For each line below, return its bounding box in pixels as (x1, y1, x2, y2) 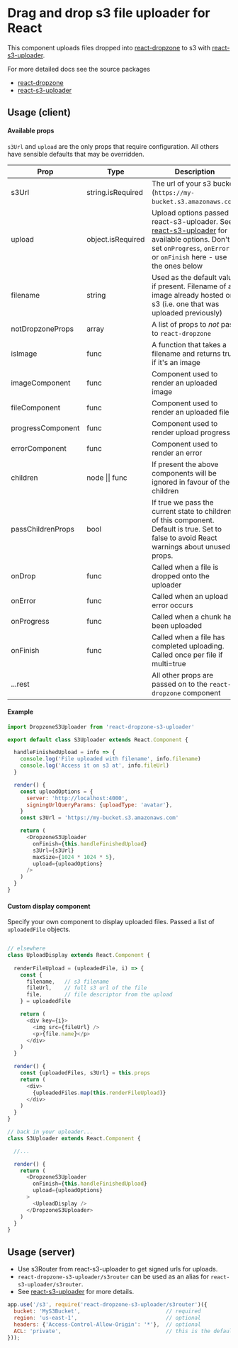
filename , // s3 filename (25, 978, 110, 985)
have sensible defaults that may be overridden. (7, 150, 144, 158)
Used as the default (152, 272, 217, 282)
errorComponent (11, 443, 67, 453)
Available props (7, 126, 55, 135)
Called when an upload (152, 591, 228, 601)
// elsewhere (7, 945, 46, 953)
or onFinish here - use (152, 252, 227, 262)
